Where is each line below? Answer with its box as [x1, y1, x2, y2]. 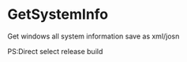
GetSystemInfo [7, 5, 109, 24]
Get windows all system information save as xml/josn [7, 31, 180, 41]
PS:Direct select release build [7, 46, 103, 56]
